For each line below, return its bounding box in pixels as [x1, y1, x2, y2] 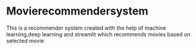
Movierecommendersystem [6, 4, 149, 18]
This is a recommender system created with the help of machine [6, 24, 166, 31]
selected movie [6, 37, 45, 44]
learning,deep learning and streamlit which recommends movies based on [6, 30, 191, 38]
